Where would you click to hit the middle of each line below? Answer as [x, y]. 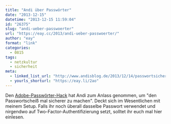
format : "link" [21, 43]
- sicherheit [24, 67]
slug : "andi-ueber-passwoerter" [39, 29]
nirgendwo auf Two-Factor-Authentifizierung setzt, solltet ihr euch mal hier [84, 111]
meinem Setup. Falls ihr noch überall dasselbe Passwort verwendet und [80, 106]
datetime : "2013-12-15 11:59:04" [41, 19]
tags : [11, 57]
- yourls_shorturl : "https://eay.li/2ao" [54, 81]
